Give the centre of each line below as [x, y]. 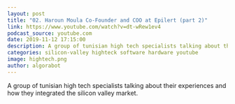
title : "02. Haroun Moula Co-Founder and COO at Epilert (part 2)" [108, 20]
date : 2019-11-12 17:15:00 [47, 40]
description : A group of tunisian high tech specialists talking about [114, 46]
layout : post [26, 14]
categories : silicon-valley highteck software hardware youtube [103, 53]
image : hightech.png [37, 59]
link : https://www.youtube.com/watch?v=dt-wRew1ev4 [84, 27]
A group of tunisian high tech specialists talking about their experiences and [117, 85]
